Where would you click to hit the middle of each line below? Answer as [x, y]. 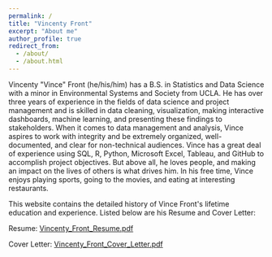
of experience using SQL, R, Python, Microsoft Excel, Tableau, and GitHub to [136, 153]
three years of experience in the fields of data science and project [119, 102]
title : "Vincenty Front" [50, 24]
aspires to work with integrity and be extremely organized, [106, 136]
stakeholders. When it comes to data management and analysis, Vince [126, 128]
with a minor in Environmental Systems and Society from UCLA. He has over [136, 93]
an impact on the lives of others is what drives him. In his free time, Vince [131, 171]
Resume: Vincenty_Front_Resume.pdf [71, 228]
